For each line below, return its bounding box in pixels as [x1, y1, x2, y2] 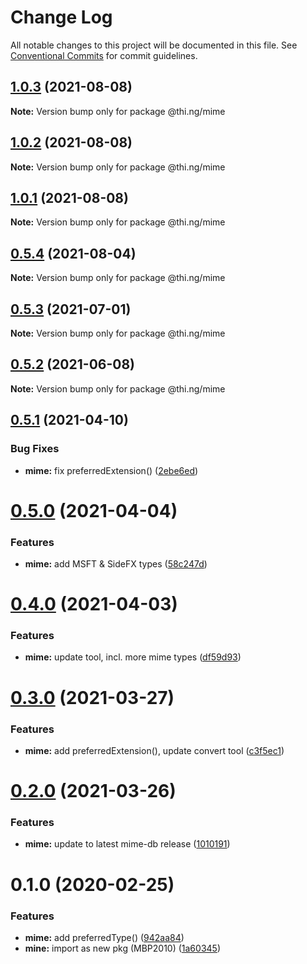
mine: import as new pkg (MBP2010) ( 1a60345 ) [24, 942, 221, 954]
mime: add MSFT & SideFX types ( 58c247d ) [24, 557, 208, 570]
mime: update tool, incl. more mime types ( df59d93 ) [24, 651, 242, 663]
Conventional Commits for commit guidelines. [10, 49, 198, 61]
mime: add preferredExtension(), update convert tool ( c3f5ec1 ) [24, 744, 285, 756]
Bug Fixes [10, 442, 60, 456]
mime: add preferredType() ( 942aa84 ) [24, 931, 185, 943]
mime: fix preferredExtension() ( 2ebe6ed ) [24, 464, 199, 476]
